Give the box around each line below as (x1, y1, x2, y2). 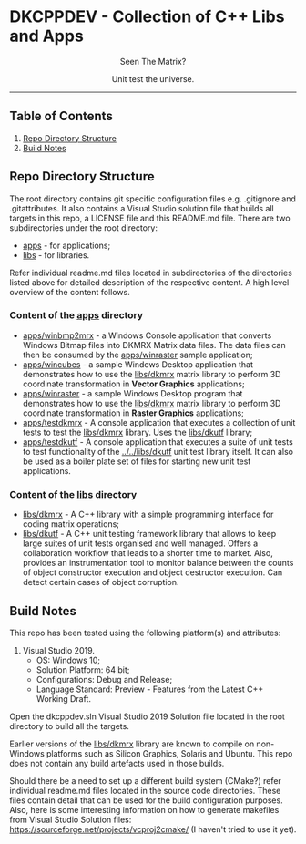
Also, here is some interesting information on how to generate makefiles (9, 804, 280, 815)
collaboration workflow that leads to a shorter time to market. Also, (22, 548, 273, 559)
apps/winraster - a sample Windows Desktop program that (22, 387, 243, 398)
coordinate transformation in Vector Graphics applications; (22, 378, 245, 389)
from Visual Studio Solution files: (9, 814, 132, 825)
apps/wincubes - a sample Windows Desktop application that (22, 358, 253, 370)
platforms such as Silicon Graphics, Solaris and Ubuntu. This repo (46, 747, 293, 758)
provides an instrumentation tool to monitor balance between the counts (22, 558, 294, 569)
